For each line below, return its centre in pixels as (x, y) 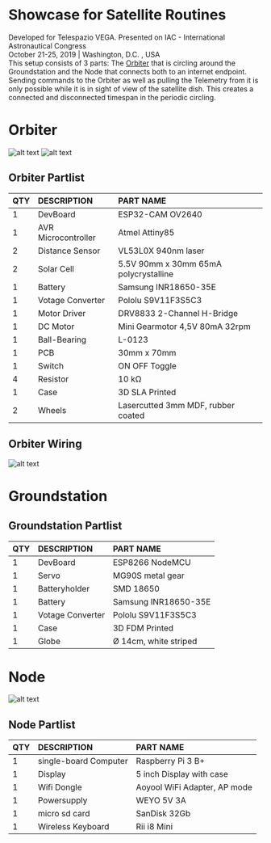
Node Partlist (42, 725)
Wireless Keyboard (73, 827)
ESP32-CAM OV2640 (161, 214)
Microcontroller (67, 238)
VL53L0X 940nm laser (161, 251)
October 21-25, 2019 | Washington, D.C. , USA (84, 54)
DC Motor (56, 327)
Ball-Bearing (62, 339)
